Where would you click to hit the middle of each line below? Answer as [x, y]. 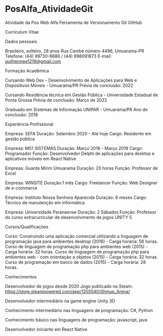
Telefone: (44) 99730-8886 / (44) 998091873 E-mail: [58, 56]
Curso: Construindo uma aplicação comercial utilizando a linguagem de [77, 236]
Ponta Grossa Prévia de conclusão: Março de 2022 [56, 100]
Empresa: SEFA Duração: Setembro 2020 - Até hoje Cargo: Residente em [78, 133]
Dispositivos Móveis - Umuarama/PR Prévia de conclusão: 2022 [69, 85]
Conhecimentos [21, 276]
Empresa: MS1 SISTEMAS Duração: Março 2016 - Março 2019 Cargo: [74, 148]
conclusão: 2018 [21, 115]
